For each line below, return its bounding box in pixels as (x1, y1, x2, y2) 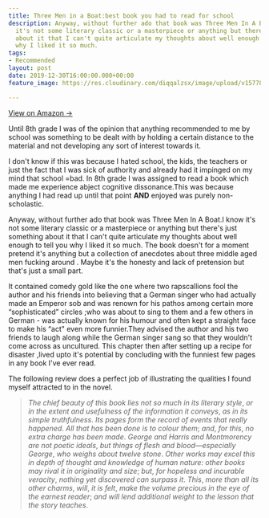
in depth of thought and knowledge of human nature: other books (27, 457, 246, 467)
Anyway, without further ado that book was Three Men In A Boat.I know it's (8, 214, 256, 224)
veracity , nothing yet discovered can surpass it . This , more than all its (27, 475, 259, 484)
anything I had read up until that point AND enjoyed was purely (8, 190, 216, 200)
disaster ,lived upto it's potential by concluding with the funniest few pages (8, 349, 256, 359)
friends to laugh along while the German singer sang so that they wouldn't (8, 332, 253, 342)
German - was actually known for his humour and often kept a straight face (8, 315, 256, 325)
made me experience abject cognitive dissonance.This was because (8, 182, 235, 191)
